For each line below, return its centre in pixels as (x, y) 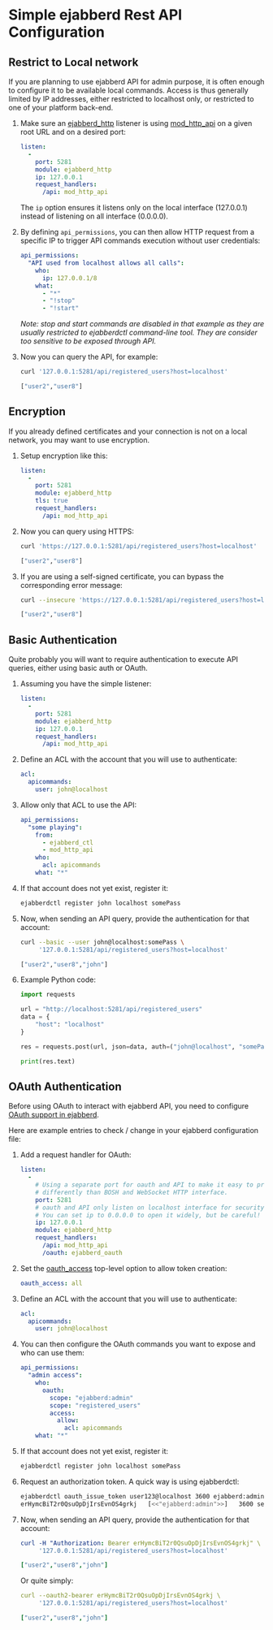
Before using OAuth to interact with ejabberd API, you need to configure (129, 1106)
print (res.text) (48, 1061)
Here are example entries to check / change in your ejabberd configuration (133, 1131)
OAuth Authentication (65, 1086)
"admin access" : (55, 1375)
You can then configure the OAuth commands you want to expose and (138, 1344)
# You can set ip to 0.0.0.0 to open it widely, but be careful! (148, 1215)
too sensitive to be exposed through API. (88, 341)
